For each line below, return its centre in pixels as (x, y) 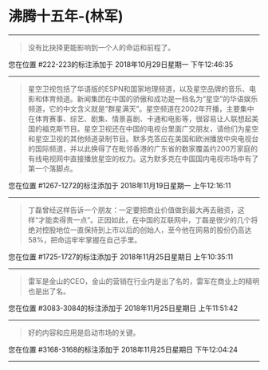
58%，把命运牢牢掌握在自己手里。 (85, 239)
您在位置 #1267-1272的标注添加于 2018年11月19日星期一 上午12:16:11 (120, 185)
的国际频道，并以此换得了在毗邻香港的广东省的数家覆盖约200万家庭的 (142, 148)
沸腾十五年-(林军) (66, 16)
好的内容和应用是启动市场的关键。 (84, 333)
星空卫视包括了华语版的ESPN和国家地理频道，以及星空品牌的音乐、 (138, 89)
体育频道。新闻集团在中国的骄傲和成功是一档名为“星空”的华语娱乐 (150, 98)
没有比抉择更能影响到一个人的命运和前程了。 (101, 47)
